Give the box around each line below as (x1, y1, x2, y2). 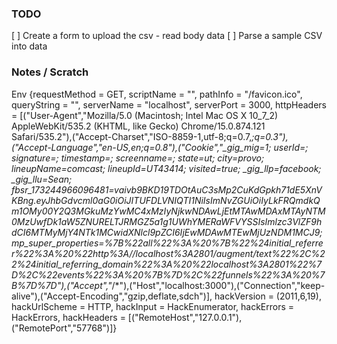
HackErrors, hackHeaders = (11, 311, 126, 323)
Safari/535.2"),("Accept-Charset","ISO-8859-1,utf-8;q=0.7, (11, 130, 253, 142)
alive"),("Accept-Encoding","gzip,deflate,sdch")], (11, 290, 213, 302)
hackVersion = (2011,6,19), (214, 290, 322, 302)
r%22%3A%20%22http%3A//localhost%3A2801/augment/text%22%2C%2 (11, 247, 326, 259)
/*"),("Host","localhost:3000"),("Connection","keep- (111, 279, 326, 291)
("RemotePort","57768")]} (11, 322, 118, 334)
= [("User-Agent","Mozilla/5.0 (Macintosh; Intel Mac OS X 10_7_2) (11, 109, 279, 121)
